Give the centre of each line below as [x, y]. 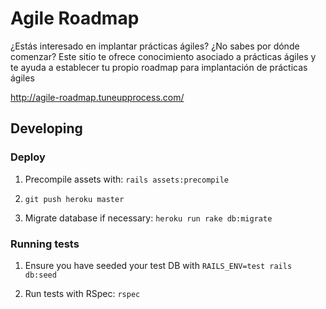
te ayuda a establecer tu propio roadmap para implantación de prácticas [159, 67]
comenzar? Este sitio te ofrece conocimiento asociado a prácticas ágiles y [163, 56]
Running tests [45, 244]
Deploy [28, 157]
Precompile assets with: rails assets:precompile [126, 179]
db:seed [40, 275]
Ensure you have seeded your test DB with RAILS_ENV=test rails [158, 265]
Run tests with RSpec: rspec [82, 293]
